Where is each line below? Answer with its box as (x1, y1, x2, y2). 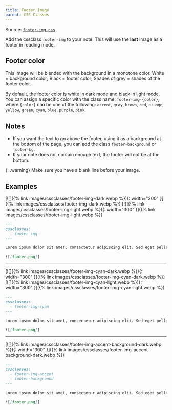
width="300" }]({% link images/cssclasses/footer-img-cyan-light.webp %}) (5, 285, 165, 291)
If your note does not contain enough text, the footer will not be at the (12, 152, 160, 158)
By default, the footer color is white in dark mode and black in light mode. (5, 90, 160, 97)
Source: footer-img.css (5, 26, 55, 32)
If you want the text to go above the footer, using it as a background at (12, 135, 161, 142)
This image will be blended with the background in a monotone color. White (5, 70, 165, 76)
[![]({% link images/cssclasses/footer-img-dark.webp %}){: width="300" (5, 195, 159, 201)
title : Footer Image (5, 7, 50, 13)
